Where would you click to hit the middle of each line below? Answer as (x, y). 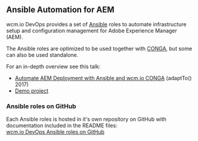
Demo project (32, 91)
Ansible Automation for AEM (60, 10)
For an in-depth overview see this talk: (53, 66)
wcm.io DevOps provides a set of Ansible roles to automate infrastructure (96, 24)
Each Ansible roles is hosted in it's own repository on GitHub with (86, 119)
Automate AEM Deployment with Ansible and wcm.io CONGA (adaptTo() (103, 78)
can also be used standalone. (42, 55)
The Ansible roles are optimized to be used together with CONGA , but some (99, 48)
